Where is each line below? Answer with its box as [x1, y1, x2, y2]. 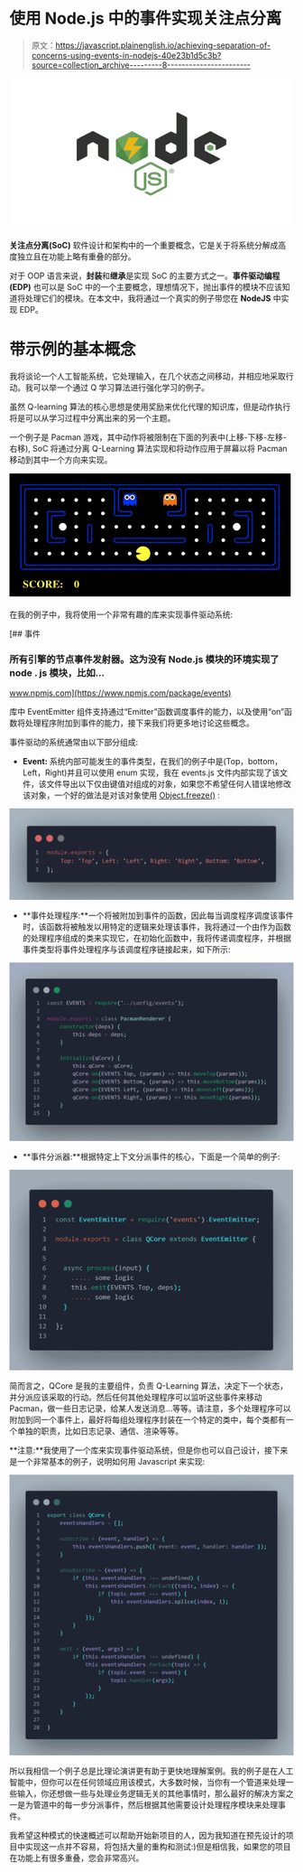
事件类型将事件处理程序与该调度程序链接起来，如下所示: [22, 943, 231, 954]
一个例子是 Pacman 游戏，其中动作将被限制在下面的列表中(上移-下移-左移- [9, 431, 287, 443]
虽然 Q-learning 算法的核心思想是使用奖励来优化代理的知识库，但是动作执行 [9, 401, 291, 412]
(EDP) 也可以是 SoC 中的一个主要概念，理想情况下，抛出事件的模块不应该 [9, 281, 282, 292]
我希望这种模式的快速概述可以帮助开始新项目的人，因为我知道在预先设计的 [9, 1830, 286, 1841]
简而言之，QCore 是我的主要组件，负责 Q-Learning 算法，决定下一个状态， [9, 1381, 289, 1391]
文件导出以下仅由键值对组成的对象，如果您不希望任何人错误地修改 [46, 779, 291, 790]
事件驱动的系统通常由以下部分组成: [9, 737, 139, 748]
